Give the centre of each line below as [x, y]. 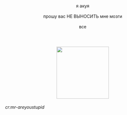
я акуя [83, 6]
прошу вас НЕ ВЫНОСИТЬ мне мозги [83, 16]
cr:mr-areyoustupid [25, 107]
